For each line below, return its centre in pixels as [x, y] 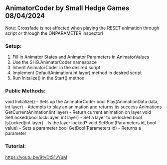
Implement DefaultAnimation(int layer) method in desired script [77, 73]
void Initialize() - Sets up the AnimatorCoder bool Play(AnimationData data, [82, 102]
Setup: [13, 46]
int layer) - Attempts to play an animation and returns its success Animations [83, 107]
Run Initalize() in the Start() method [48, 78]
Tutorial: [16, 146]
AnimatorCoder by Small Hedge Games [67, 8]
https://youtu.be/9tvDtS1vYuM [36, 157]
